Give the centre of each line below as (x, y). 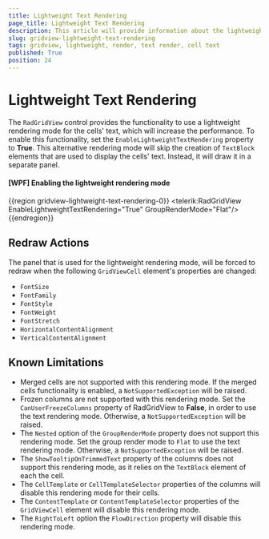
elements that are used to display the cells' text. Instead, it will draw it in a (130, 156)
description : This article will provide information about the (116, 30)
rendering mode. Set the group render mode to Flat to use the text (130, 441)
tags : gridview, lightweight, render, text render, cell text (114, 46)
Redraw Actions (49, 243)
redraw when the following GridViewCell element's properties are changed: (132, 271)
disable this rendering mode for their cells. (90, 493)
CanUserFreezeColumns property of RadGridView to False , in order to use (138, 407)
